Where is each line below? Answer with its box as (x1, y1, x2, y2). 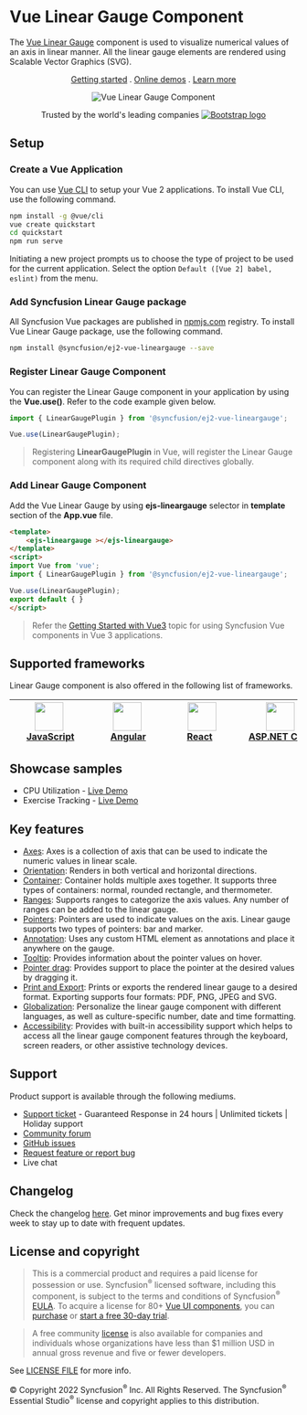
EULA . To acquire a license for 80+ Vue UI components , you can (31, 1300, 276, 1311)
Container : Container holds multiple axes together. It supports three (22, 875, 277, 886)
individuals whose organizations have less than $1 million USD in (31, 1337, 275, 1348)
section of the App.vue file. (9, 509, 113, 520)
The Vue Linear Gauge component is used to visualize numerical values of (9, 37, 290, 48)
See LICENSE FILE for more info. (9, 1365, 132, 1376)
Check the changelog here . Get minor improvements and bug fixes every (9, 1208, 284, 1218)
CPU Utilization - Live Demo (22, 785, 128, 796)
